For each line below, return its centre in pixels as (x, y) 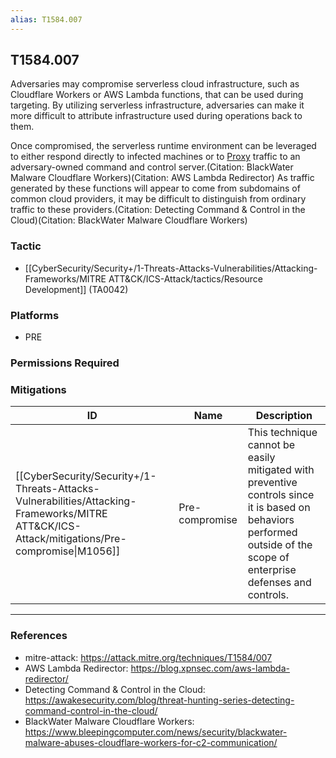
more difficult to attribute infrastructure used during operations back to (156, 116)
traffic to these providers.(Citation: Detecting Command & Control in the (158, 210)
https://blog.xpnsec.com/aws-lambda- (210, 668)
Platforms (35, 315)
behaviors (271, 520)
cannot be (271, 445)
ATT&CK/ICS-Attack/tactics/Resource (186, 278)
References (39, 636)
